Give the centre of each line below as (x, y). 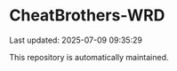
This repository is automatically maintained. (89, 57)
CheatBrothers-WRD (87, 16)
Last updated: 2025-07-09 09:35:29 (76, 40)
